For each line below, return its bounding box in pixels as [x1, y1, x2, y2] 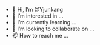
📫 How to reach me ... [12, 32, 68, 39]
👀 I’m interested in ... [12, 12, 64, 19]
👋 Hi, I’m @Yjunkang [12, 6, 64, 13]
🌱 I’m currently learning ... [12, 19, 77, 26]
